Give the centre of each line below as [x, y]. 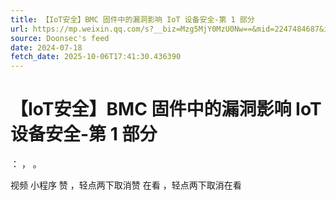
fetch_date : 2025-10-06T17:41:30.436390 [96, 57]
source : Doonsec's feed [60, 38]
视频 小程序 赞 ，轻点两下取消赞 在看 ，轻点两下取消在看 [126, 185]
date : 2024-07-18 [46, 47]
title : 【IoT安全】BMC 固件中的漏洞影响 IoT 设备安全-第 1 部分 [132, 19]
